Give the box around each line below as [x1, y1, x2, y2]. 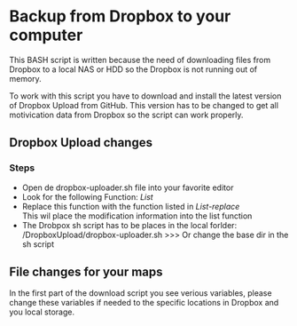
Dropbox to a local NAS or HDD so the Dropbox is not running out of [9, 64, 258, 75]
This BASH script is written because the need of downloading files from [9, 54, 271, 65]
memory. [9, 73, 42, 83]
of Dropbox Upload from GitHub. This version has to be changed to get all [9, 99, 279, 110]
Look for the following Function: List [21, 191, 153, 202]
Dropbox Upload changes [9, 135, 153, 150]
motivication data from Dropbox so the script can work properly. [9, 109, 244, 120]
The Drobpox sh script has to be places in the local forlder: [21, 219, 238, 230]
